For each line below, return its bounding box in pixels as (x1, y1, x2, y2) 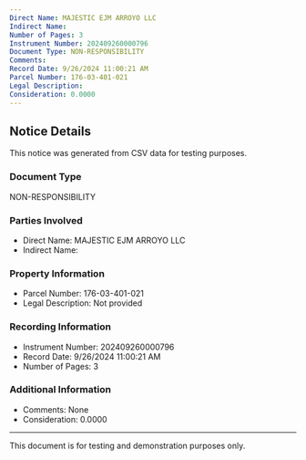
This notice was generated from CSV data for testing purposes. (9, 148, 248, 159)
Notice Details (9, 123, 91, 139)
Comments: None (22, 403, 89, 415)
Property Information (9, 267, 105, 279)
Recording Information (9, 320, 112, 333)
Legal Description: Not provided (22, 298, 143, 308)
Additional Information (9, 383, 112, 396)
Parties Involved (9, 214, 84, 226)
